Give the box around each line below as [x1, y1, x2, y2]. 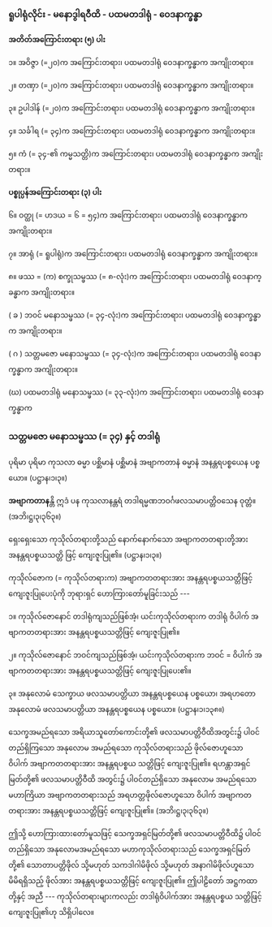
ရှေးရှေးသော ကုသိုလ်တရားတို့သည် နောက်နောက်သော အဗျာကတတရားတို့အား [8, 534, 249, 544]
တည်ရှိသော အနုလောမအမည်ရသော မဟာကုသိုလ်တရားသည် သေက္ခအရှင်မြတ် [8, 844, 251, 854]
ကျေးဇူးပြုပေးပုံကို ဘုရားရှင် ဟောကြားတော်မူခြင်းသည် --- [8, 589, 191, 598]
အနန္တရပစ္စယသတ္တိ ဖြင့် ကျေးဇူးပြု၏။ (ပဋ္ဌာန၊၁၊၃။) [8, 550, 162, 559]
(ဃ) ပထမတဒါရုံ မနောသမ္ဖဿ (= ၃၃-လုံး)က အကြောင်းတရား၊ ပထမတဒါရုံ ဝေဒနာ [8, 387, 264, 397]
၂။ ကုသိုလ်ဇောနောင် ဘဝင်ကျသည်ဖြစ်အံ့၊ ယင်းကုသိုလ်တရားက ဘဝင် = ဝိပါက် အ [8, 649, 262, 659]
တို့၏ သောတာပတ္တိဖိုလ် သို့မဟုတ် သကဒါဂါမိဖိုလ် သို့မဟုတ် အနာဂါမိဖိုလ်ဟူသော [8, 860, 254, 869]
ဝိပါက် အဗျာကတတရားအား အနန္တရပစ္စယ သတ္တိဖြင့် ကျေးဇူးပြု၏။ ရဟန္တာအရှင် [8, 758, 251, 768]
